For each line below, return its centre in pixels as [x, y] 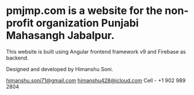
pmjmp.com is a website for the [84, 11]
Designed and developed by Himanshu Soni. [59, 69]
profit [20, 23]
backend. [17, 58]
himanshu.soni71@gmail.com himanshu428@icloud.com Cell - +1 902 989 [96, 80]
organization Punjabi [87, 23]
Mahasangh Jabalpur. [60, 36]
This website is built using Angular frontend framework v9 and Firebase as [96, 51]
